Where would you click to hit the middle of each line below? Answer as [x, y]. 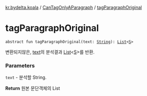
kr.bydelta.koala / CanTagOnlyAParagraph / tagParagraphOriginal [73, 7]
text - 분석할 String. [26, 78]
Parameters [20, 65]
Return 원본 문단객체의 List [33, 88]
